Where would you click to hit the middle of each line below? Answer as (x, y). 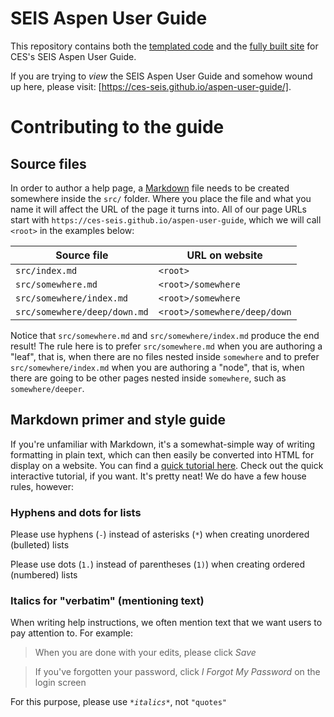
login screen (60, 683)
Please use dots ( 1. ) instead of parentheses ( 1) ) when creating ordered (158, 564)
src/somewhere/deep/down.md (82, 311)
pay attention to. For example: (71, 633)
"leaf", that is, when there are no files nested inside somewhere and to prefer (165, 356)
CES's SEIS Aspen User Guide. (73, 56)
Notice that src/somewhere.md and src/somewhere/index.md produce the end (165, 335)
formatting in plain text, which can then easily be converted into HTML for (162, 454)
